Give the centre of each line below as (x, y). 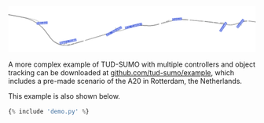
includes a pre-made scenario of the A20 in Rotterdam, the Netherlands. (125, 81)
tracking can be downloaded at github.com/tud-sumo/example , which (121, 72)
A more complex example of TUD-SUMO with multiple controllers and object (132, 64)
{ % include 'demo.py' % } (49, 111)
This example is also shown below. (64, 96)
